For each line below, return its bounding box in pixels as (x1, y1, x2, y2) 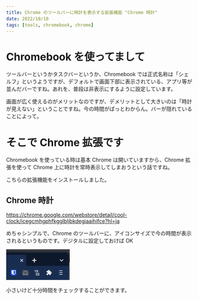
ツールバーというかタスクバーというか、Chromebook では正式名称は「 (6, 71, 179, 78)
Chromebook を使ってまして (6, 50, 145, 63)
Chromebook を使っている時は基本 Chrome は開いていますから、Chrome (6, 157, 184, 164)
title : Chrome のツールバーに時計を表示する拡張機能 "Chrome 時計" (6, 9, 158, 15)
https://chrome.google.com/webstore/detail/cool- (6, 212, 128, 219)
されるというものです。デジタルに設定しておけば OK (6, 237, 134, 245)
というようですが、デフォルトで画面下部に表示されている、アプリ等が (21, 78, 193, 85)
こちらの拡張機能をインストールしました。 (6, 176, 110, 183)
